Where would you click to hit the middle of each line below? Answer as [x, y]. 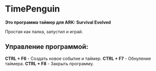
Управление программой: [47, 47]
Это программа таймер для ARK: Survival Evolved [58, 22]
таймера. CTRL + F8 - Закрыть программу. [49, 63]
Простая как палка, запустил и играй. [44, 31]
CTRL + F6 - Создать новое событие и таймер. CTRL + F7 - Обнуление [78, 58]
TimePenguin [32, 9]
